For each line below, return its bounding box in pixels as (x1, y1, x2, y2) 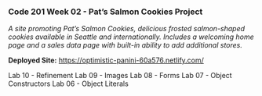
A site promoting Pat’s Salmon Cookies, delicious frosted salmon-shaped (8, 24, 246, 34)
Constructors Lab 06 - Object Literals (8, 79, 129, 88)
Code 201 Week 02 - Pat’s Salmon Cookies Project (8, 6, 203, 17)
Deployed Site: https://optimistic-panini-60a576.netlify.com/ (8, 55, 204, 65)
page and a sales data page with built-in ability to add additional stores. (8, 41, 243, 50)
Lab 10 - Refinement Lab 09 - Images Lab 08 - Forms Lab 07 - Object (8, 71, 233, 80)
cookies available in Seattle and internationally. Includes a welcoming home (8, 32, 255, 41)
